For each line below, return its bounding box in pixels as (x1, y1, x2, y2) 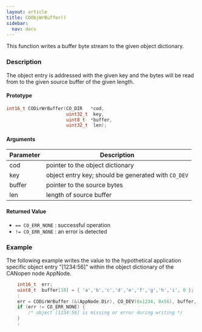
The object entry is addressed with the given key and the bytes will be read (6, 71, 194, 79)
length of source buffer (45, 191, 112, 199)
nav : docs (12, 26, 36, 32)
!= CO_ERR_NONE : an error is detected (15, 227, 107, 235)
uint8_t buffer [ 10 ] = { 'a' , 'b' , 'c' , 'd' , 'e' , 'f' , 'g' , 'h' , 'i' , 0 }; (17, 287, 194, 293)
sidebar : (6, 20, 29, 26)
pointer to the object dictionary (45, 161, 135, 170)
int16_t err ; (17, 281, 53, 288)
